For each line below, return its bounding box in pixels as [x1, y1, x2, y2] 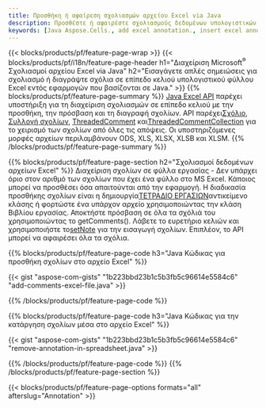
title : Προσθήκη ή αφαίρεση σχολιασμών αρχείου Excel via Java [8, 11, 222, 20]
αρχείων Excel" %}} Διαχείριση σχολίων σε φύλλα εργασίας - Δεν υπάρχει [8, 166, 257, 175]
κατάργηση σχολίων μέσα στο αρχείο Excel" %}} [8, 320, 170, 330]
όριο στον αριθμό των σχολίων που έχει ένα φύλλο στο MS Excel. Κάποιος [8, 174, 256, 184]
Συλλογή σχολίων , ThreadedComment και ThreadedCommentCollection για [8, 116, 256, 127]
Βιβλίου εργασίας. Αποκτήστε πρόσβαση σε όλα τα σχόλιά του [8, 208, 216, 218]
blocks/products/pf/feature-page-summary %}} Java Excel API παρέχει [8, 92, 243, 101]
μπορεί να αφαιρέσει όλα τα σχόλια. [8, 233, 130, 242]
